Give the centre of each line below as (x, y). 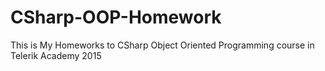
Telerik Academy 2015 (56, 55)
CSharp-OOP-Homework (116, 17)
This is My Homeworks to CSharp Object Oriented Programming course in (162, 45)
